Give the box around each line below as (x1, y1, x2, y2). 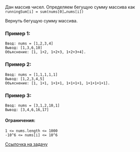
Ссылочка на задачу (5, 141, 48, 147)
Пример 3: (5, 92, 32, 99)
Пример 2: (5, 61, 32, 68)
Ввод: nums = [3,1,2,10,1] (5, 103, 60, 108)
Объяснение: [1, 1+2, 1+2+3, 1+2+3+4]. (5, 50, 86, 55)
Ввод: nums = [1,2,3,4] (5, 41, 54, 46)
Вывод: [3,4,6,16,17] (5, 107, 49, 112)
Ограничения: (5, 117, 36, 124)
